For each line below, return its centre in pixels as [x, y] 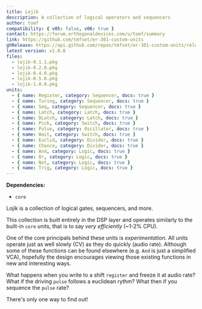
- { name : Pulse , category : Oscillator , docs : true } [80, 129]
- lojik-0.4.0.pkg [35, 73]
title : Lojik [23, 12]
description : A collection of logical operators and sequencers [88, 17]
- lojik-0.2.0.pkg [35, 67]
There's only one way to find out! [47, 299]
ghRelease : [20, 46]
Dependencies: [26, 185]
